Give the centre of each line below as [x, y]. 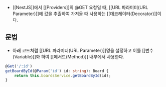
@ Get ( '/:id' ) [19, 66]
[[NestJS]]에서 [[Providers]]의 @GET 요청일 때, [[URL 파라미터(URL [80, 7]
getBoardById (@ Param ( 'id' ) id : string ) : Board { [57, 71]
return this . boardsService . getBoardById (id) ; [63, 75]
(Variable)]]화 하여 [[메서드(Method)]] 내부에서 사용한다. [68, 56]
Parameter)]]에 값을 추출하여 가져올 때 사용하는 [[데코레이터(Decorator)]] [85, 14]
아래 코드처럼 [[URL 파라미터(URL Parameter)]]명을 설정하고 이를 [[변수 [83, 50]
